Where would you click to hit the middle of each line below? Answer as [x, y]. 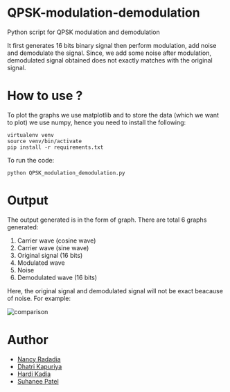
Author [28, 340]
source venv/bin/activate [44, 141]
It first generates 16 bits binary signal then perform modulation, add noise [112, 45]
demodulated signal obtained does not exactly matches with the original [110, 60]
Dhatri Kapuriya [39, 366]
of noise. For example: [39, 298]
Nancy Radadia [39, 359]
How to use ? [45, 96]
